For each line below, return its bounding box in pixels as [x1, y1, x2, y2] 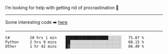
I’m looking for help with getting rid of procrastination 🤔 [5, 5, 119, 10]
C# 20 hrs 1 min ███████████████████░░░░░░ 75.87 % [5, 35, 144, 40]
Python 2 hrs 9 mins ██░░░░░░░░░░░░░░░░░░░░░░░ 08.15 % [5, 40, 144, 45]
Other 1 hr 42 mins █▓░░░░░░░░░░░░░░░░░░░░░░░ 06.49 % [5, 44, 144, 49]
